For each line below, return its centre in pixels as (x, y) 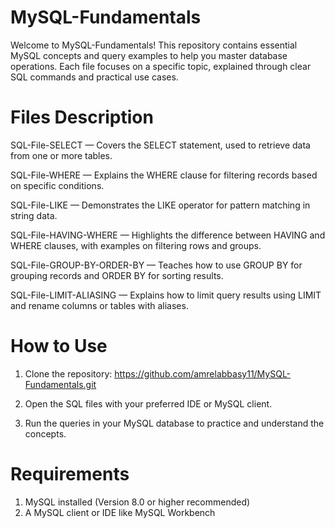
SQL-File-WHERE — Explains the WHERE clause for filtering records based (164, 175)
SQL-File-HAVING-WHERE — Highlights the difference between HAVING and (168, 235)
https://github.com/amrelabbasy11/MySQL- (203, 373)
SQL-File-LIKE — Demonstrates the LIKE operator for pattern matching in (160, 205)
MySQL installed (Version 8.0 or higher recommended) (137, 502)
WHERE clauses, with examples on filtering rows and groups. (136, 245)
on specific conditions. (57, 185)
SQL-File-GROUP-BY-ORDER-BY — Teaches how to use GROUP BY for (156, 265)
